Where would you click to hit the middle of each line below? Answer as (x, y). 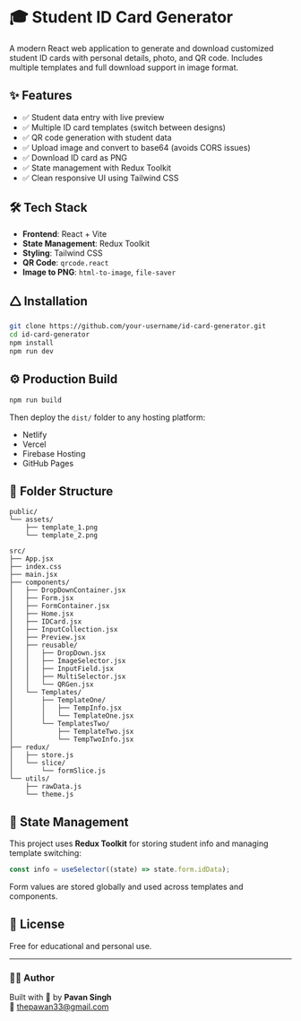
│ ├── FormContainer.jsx (60, 606)
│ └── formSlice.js (57, 771)
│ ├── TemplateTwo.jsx (72, 732)
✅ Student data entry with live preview (93, 117)
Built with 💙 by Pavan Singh (60, 998)
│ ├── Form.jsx (42, 598)
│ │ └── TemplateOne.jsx (72, 716)
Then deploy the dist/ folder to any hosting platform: (107, 417)
